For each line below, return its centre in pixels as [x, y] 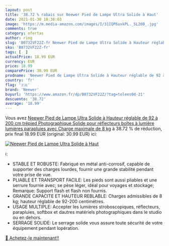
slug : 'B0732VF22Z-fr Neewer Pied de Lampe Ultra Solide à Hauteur [77, 43]
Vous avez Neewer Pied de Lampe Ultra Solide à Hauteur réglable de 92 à [82, 118]
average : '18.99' [23, 104]
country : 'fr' [20, 80]
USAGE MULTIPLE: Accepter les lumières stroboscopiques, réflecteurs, [86, 207]
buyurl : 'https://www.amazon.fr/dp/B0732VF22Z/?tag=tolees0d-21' [75, 94]
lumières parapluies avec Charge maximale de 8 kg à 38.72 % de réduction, [84, 129]
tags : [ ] [17, 52]
